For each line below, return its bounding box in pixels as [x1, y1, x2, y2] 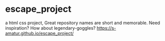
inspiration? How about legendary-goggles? [5, 25, 96, 31]
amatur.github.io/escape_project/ [5, 30, 74, 36]
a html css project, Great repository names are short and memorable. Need [5, 20, 160, 26]
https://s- [96, 25, 116, 31]
